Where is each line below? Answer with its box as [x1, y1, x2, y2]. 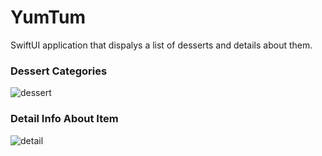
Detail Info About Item [10, 112, 119, 126]
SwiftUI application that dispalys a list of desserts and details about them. [10, 39, 313, 51]
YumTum [10, 6, 86, 29]
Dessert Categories [10, 64, 108, 78]
